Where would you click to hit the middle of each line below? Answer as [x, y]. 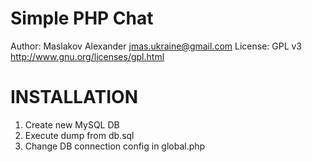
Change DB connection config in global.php [115, 146]
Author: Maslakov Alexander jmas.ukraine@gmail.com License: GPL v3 [156, 46]
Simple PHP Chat [82, 18]
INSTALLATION [74, 97]
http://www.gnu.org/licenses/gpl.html [87, 56]
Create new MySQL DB [72, 124]
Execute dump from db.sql [79, 135]
